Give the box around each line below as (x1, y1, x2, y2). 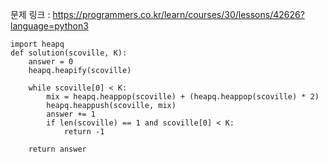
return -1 (63, 127, 105, 137)
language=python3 (10, 20, 89, 32)
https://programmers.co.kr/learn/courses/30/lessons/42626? (52, 9, 305, 20)
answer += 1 (46, 109, 97, 119)
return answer (28, 144, 87, 154)
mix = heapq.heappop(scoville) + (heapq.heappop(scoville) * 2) (46, 92, 320, 102)
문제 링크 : (10, 9, 51, 20)
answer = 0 (28, 57, 74, 67)
